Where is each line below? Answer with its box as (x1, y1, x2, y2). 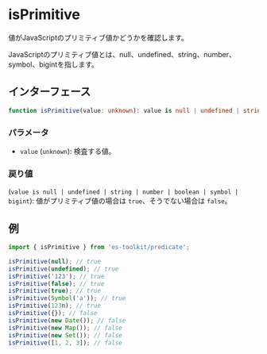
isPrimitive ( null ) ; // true (8, 257, 102, 265)
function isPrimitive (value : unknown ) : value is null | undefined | (8, 106, 240, 114)
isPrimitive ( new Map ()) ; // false (8, 324, 123, 332)
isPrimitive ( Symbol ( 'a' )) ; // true (8, 294, 126, 302)
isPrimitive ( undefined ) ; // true (8, 264, 119, 273)
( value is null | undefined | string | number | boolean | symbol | (8, 187, 239, 196)
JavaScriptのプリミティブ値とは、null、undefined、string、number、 (8, 49, 237, 59)
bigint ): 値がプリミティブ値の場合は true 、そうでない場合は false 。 (8, 196, 232, 206)
